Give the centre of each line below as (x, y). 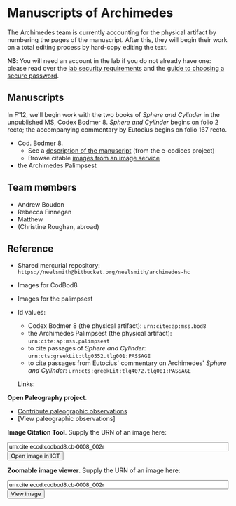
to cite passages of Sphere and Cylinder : (87, 348)
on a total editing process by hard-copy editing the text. (88, 47)
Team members (42, 187)
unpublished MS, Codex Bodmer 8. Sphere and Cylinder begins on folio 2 (113, 122)
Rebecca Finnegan (44, 212)
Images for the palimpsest (55, 299)
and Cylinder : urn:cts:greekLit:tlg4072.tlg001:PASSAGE (109, 371)
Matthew (30, 219)
